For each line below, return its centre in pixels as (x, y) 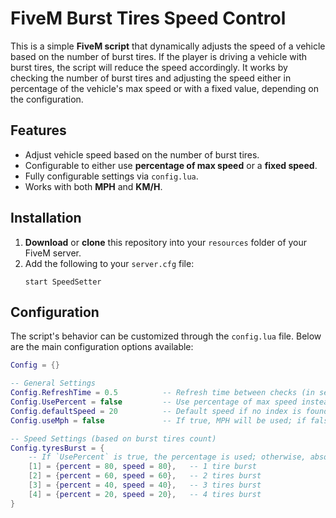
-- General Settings (53, 383)
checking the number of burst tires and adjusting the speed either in (151, 78)
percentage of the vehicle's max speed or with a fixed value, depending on (164, 88)
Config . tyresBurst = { (57, 448)
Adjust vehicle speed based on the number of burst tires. (142, 154)
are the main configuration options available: (102, 347)
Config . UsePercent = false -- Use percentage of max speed (154, 402)
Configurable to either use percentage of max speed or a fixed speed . (171, 165)
